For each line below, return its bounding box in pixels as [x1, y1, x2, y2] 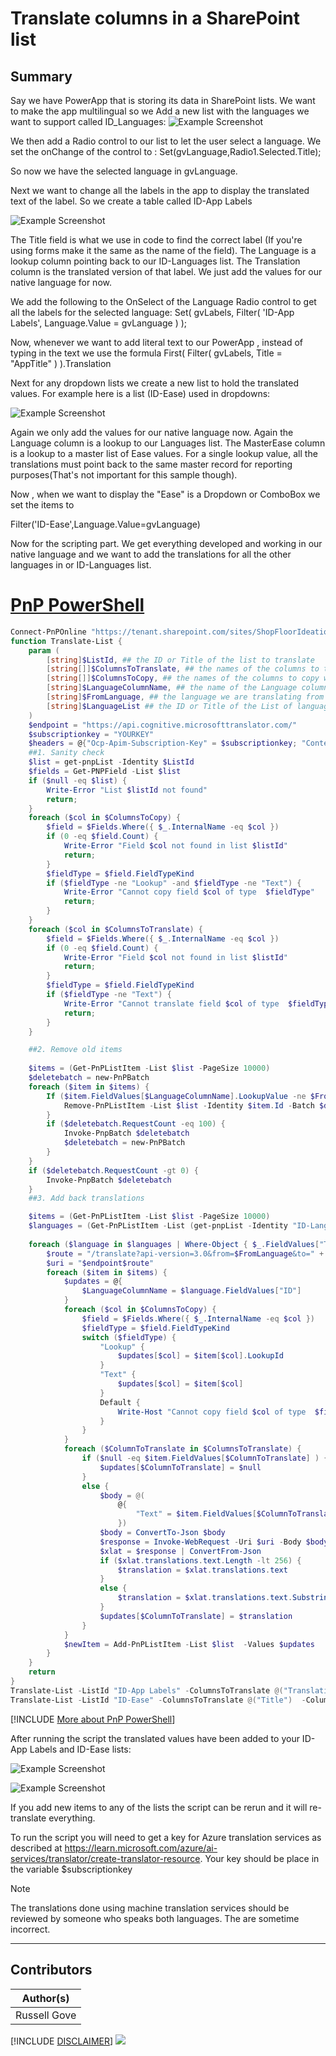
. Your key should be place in [199, 1852, 320, 1864]
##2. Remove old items [28, 1045, 123, 1055]
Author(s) [21, 1991, 70, 2005]
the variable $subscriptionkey [10, 1863, 133, 1875]
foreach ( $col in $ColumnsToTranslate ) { [28, 924, 203, 934]
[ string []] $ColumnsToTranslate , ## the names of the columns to [46, 664, 320, 674]
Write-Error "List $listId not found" [46, 785, 208, 795]
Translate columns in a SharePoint [10, 7, 300, 30]
